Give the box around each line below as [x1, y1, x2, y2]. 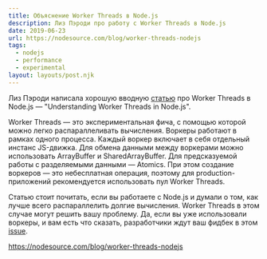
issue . [8, 225, 28, 236]
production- [195, 168, 235, 177]
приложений [8, 177, 52, 186]
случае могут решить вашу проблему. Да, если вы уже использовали [8, 209, 247, 218]
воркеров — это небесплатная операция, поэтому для [8, 168, 195, 177]
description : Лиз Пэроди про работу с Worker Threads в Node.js [8, 19, 226, 27]
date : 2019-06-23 [8, 26, 66, 34]
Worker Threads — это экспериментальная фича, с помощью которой [8, 117, 246, 126]
